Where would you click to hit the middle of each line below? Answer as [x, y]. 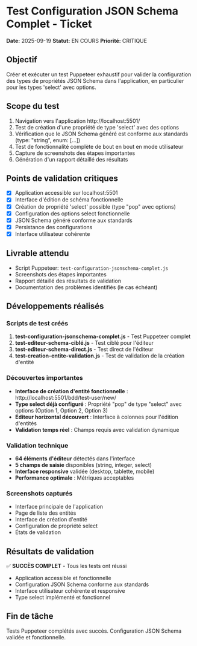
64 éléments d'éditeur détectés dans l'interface [75, 458]
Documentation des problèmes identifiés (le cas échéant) [86, 287]
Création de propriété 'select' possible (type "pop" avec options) [95, 206]
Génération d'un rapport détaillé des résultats [71, 159]
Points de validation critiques [62, 178]
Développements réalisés [55, 306]
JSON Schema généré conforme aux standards [73, 220]
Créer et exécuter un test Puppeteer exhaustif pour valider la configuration [99, 74]
